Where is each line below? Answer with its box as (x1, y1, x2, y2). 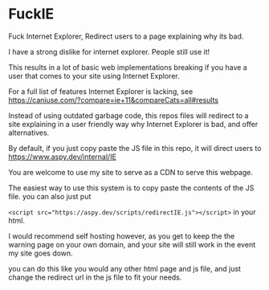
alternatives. (8, 128, 50, 137)
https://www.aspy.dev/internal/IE (8, 152, 116, 161)
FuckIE (8, 5, 55, 23)
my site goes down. (8, 248, 74, 258)
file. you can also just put (8, 191, 92, 201)
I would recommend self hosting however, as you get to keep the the (8, 231, 235, 241)
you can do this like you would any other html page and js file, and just (8, 263, 241, 273)
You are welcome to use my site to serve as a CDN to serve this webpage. (8, 167, 253, 177)
